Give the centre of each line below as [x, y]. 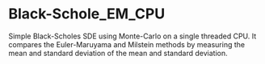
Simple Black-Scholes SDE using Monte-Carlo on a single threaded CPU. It [132, 36]
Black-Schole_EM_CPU [87, 14]
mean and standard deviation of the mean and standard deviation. [118, 53]
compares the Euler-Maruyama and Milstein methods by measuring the [126, 44]
